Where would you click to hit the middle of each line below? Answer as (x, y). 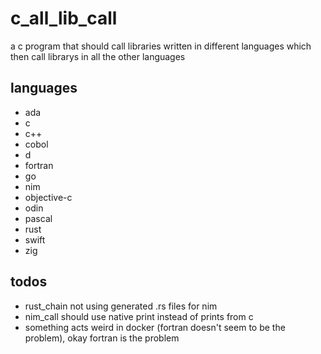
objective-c (48, 197)
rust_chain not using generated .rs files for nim (121, 306)
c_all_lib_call (64, 18)
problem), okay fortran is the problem (102, 338)
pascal (38, 218)
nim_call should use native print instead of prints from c (139, 316)
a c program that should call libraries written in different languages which (161, 46)
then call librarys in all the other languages (98, 56)
